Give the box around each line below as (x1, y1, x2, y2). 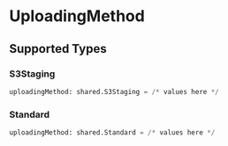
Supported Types (9, 41, 108, 56)
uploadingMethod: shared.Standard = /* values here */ (9, 128, 216, 137)
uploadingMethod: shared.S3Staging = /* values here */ (9, 87, 219, 96)
